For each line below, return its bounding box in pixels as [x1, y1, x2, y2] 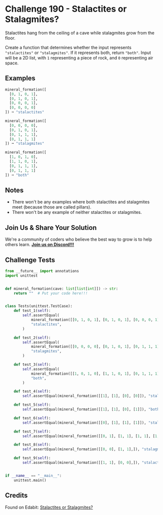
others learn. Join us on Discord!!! [5, 242, 74, 248]
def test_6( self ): [14, 416, 51, 420]
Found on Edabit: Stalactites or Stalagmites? [5, 504, 93, 510]
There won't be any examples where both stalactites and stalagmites [12, 199, 150, 205]
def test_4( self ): [14, 389, 51, 394]
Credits [5, 491, 28, 500]
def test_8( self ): [14, 442, 51, 447]
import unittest [5, 273, 38, 278]
